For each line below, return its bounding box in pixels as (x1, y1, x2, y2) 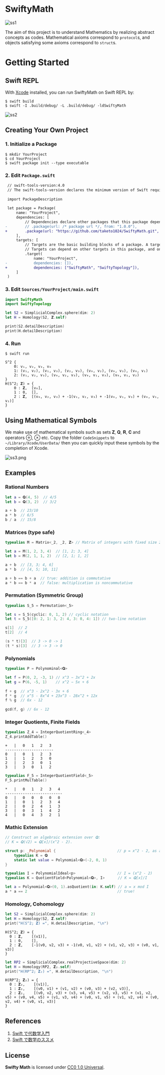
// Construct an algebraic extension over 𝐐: (5, 835, 101, 840)
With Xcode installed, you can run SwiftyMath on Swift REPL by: (5, 89, 135, 95)
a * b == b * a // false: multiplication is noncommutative (5, 580, 133, 585)
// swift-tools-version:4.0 (7, 183, 65, 188)
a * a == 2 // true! (5, 889, 135, 894)
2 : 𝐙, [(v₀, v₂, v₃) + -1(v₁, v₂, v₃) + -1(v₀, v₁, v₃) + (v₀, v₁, (14, 394, 160, 399)
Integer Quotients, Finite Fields (5, 718, 80, 725)
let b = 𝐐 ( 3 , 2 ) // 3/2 (5, 499, 56, 504)
